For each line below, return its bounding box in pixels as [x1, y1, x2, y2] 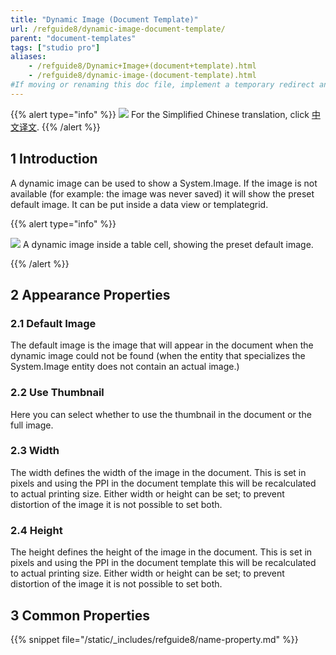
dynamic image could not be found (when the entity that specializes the [10, 350, 306, 362]
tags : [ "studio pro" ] [10, 42, 101, 53]
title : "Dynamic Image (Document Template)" [10, 14, 199, 25]
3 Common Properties [10, 607, 151, 624]
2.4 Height [10, 523, 63, 537]
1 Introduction [10, 151, 98, 168]
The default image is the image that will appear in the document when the [10, 339, 314, 351]
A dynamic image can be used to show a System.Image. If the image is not [10, 177, 318, 189]
